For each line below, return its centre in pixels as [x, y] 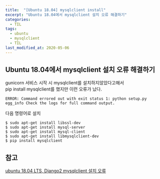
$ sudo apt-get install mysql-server [45, 128]
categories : [18, 19]
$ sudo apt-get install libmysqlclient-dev [52, 136]
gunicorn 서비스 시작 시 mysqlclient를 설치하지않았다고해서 [65, 83]
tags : [11, 29]
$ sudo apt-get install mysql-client [45, 132]
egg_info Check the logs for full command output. [60, 103]
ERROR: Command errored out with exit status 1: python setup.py [76, 99]
